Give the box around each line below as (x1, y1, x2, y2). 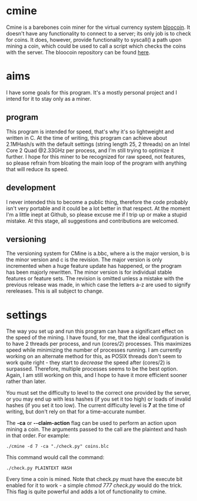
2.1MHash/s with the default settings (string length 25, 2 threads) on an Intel (6, 140, 190, 148)
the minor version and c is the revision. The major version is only (6, 256, 163, 263)
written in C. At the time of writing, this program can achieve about (6, 134, 168, 141)
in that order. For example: (6, 432, 70, 439)
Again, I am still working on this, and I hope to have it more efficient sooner (6, 372, 188, 379)
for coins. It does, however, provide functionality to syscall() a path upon (6, 36, 182, 43)
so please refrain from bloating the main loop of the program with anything (6, 159, 187, 166)
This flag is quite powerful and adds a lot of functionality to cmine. (6, 488, 167, 495)
